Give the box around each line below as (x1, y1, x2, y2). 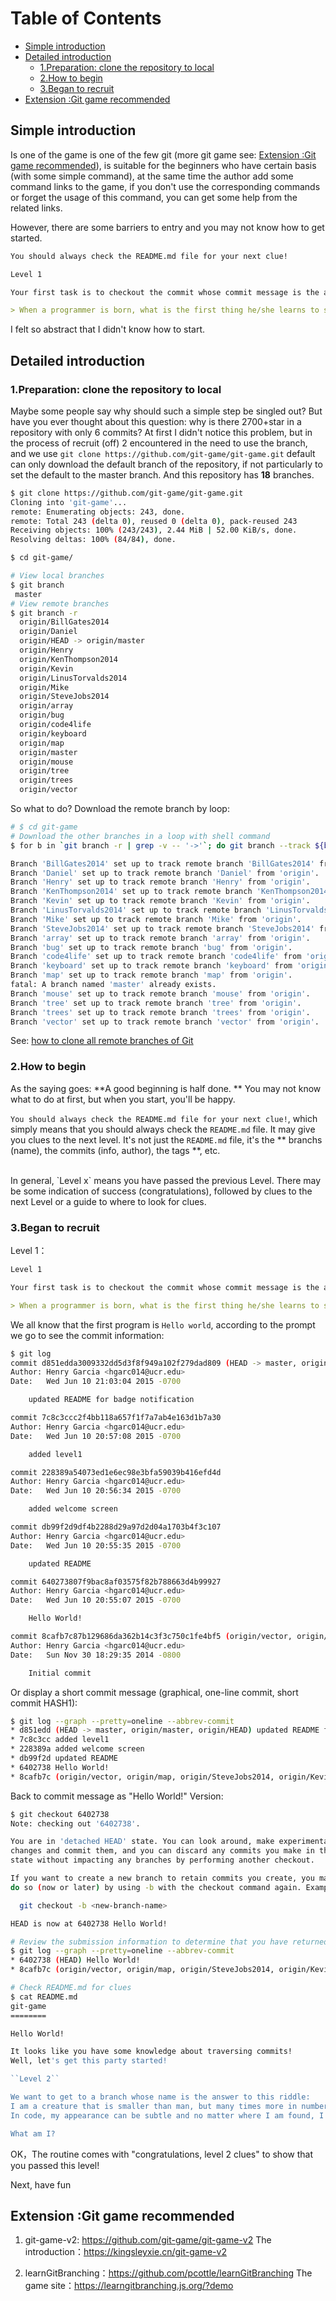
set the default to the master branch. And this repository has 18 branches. (10, 468, 315, 481)
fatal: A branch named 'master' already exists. (10, 980, 217, 990)
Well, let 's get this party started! (10, 2056, 168, 2066)
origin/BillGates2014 (19, 617, 110, 627)
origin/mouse (19, 757, 74, 767)
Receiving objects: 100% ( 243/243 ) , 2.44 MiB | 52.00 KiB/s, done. (10, 525, 298, 536)
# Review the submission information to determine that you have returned (10, 1937, 329, 1947)
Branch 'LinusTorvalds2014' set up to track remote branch (10, 905, 262, 916)
